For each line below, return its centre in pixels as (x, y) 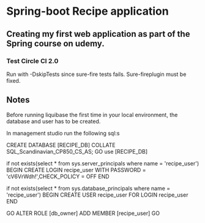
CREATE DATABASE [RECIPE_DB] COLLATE (61, 145)
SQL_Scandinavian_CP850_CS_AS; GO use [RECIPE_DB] (77, 151)
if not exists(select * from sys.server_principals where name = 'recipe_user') (103, 163)
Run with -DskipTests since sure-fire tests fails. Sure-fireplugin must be (96, 74)
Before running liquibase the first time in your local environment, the (92, 115)
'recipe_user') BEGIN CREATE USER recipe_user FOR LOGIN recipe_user (97, 195)
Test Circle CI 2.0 (32, 61)
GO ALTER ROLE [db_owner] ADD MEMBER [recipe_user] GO (83, 213)
